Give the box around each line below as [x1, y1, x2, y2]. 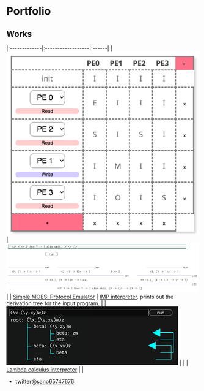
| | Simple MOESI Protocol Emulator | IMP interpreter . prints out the [6, 293, 174, 301]
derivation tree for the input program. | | [6, 300, 107, 307]
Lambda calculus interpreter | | [6, 366, 84, 373]
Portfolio [6, 4, 51, 18]
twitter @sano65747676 [15, 378, 75, 385]
